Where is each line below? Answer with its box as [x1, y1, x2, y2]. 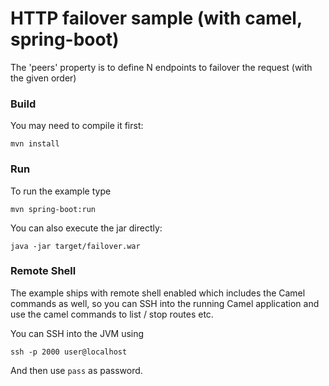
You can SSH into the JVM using [10, 327, 145, 339]
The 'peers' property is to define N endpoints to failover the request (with [10, 61, 313, 73]
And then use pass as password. [10, 364, 143, 376]
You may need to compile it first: [10, 120, 144, 132]
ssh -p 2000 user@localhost [10, 347, 128, 357]
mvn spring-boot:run [10, 204, 97, 214]
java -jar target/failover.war [10, 241, 141, 251]
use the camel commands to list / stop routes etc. [10, 308, 214, 320]
